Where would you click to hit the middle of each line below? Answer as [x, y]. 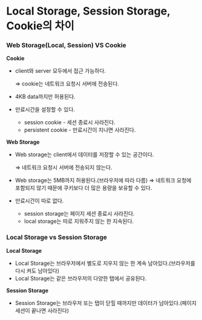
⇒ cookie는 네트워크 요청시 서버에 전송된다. [67, 84]
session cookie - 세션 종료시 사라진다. [70, 122]
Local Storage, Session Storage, [88, 11]
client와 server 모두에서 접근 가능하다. [60, 71]
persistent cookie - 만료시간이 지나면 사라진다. [80, 130]
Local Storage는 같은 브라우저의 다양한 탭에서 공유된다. [81, 278]
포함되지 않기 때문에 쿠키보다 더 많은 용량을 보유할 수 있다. [83, 188]
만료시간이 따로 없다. [39, 201]
